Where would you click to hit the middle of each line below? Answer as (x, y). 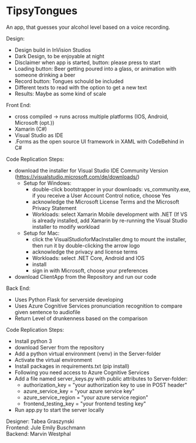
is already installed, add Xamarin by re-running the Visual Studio (110, 220)
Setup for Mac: (41, 233)
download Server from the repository (59, 347)
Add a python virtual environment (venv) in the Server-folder (88, 354)
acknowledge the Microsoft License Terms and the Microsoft (106, 202)
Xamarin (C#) (31, 129)
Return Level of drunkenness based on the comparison (81, 318)
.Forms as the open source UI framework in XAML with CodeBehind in (99, 141)
